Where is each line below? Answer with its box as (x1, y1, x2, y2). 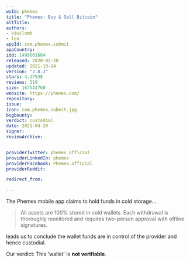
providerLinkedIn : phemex (6, 155, 69, 161)
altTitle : (6, 19, 30, 25)
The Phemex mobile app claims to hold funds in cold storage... (6, 198, 157, 205)
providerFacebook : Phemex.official (6, 161, 93, 166)
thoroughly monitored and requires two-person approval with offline (20, 215, 185, 223)
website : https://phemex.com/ (6, 90, 80, 96)
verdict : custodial (6, 118, 54, 124)
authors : (6, 25, 27, 31)
